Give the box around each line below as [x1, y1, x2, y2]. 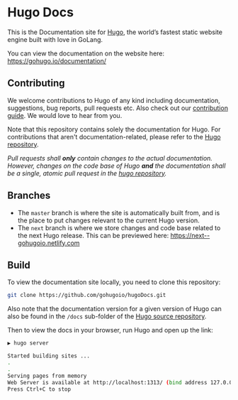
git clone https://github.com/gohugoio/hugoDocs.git [7, 292, 166, 299]
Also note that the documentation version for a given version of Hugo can [7, 305, 222, 313]
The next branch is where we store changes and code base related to [17, 223, 221, 232]
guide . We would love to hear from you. [7, 111, 123, 119]
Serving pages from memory [7, 372, 87, 379]
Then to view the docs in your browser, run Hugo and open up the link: [7, 326, 214, 335]
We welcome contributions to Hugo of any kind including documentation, [7, 96, 221, 104]
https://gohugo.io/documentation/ [7, 56, 107, 65]
